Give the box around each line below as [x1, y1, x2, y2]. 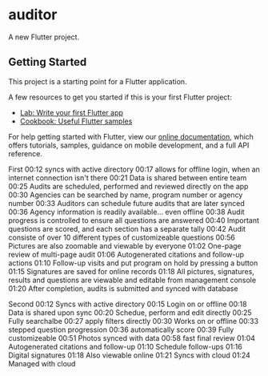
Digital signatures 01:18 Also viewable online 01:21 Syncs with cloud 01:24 [8, 350, 250, 360]
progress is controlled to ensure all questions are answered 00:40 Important [8, 215, 260, 225]
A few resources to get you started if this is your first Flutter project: [8, 92, 232, 102]
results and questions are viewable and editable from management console [8, 275, 257, 285]
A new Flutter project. [8, 32, 80, 42]
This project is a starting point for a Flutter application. [8, 76, 187, 86]
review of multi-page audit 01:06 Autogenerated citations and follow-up [8, 249, 244, 259]
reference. [8, 148, 42, 158]
